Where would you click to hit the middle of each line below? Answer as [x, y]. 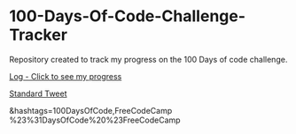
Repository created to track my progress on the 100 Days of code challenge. [148, 59]
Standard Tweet [39, 93]
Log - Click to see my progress [66, 76]
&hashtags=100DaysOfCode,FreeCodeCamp [91, 110]
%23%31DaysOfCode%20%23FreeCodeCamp [95, 120]
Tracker [39, 35]
